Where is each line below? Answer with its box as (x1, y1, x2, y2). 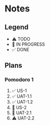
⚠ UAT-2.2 (11, 115, 35, 121)
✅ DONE (11, 47, 30, 52)
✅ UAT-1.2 (11, 99, 33, 105)
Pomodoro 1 (4, 76, 34, 83)
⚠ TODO (11, 36, 31, 42)
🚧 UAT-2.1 (11, 110, 32, 116)
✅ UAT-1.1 (11, 93, 32, 99)
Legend (4, 23, 29, 31)
